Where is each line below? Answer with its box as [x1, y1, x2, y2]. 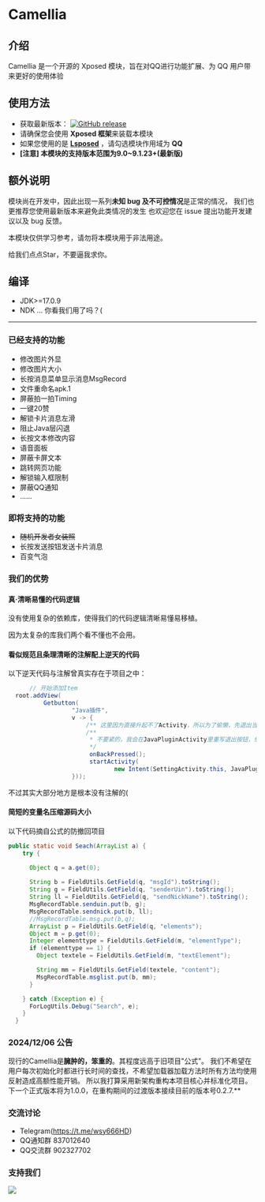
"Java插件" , [71, 706, 109, 714]
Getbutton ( [43, 699, 80, 707]
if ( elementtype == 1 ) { [28, 945, 111, 953]
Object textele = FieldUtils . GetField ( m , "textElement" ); [36, 952, 231, 960]
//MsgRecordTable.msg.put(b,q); [28, 915, 136, 923]
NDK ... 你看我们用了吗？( [19, 305, 103, 315]
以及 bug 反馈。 [14, 215, 67, 226]
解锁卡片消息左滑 [19, 413, 76, 423]
